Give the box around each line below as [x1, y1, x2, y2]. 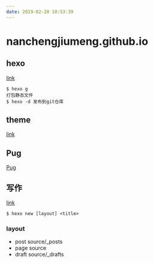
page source [14, 244, 47, 252]
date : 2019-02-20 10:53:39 [6, 8, 74, 15]
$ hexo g [6, 86, 28, 92]
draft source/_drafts [14, 251, 64, 258]
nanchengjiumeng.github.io [6, 34, 149, 48]
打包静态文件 [6, 92, 34, 98]
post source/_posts [14, 238, 63, 246]
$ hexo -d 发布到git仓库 [6, 98, 64, 105]
